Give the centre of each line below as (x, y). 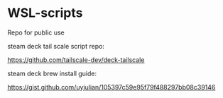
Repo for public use (36, 32)
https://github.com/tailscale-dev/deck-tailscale (76, 60)
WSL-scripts (45, 13)
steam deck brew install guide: (52, 73)
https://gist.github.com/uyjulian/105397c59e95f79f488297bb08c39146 (111, 87)
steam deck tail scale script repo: (56, 46)
